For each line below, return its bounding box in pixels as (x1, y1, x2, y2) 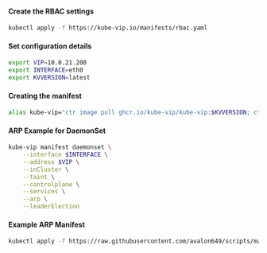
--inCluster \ (22, 165, 69, 173)
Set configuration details (8, 41, 92, 51)
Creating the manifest (8, 91, 82, 100)
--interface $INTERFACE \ (22, 151, 109, 159)
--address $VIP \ (22, 158, 80, 166)
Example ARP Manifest (8, 220, 86, 229)
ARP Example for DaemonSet (8, 126, 106, 135)
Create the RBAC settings (8, 6, 94, 16)
